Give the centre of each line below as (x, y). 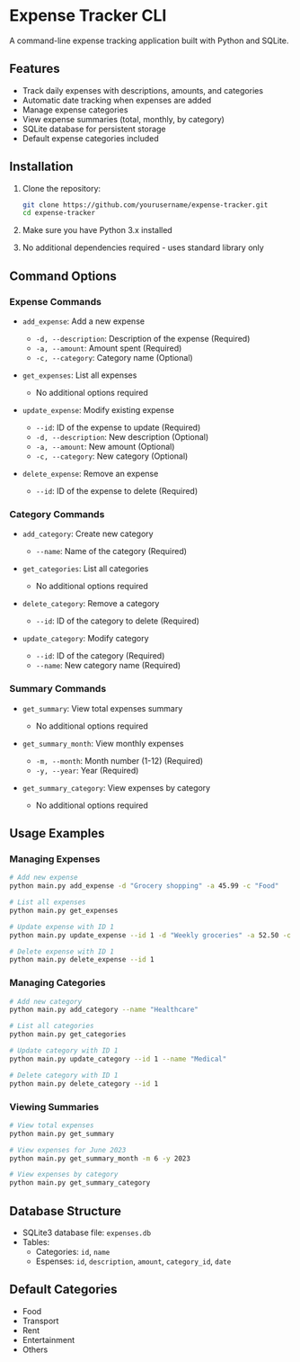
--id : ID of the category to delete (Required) (118, 621)
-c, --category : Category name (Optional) (114, 358)
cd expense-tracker (59, 213)
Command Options (63, 276)
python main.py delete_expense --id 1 (82, 960)
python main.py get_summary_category (80, 1183)
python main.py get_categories (68, 1035)
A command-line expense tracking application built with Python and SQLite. (149, 40)
